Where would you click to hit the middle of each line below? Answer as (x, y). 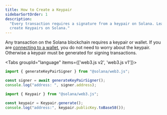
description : (19, 19)
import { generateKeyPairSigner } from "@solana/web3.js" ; (68, 72)
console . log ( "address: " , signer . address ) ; (51, 85)
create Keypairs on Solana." (40, 28)
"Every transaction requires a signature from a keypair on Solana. (82, 24)
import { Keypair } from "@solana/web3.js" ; (52, 94)
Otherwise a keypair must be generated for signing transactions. (71, 53)
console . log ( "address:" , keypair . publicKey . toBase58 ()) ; (65, 108)
